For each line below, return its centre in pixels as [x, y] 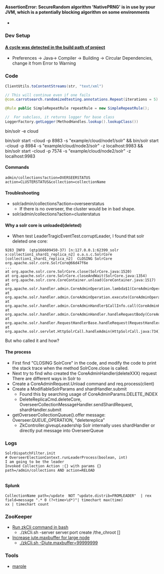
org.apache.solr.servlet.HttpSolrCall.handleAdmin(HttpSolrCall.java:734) [83, 332]
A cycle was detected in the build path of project [55, 47]
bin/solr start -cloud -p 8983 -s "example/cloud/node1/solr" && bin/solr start [82, 140]
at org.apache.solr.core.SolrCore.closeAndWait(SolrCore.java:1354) [76, 276]
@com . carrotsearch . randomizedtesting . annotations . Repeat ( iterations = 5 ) [82, 100]
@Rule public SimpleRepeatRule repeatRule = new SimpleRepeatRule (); [77, 108]
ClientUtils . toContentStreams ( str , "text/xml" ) [54, 86]
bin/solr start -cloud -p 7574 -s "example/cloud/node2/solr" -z [68, 151]
